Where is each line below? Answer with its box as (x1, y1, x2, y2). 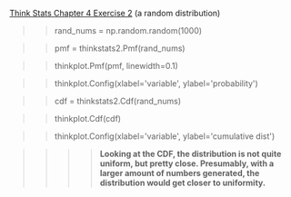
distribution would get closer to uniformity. (99, 177, 266, 188)
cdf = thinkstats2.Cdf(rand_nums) (54, 95, 182, 106)
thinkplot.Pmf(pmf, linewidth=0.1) (54, 61, 179, 71)
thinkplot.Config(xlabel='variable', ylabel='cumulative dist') (54, 131, 276, 142)
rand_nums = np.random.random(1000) (54, 25, 203, 35)
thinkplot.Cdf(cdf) (54, 113, 121, 123)
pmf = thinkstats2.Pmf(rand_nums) (54, 43, 186, 54)
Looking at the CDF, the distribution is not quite (99, 149, 282, 159)
